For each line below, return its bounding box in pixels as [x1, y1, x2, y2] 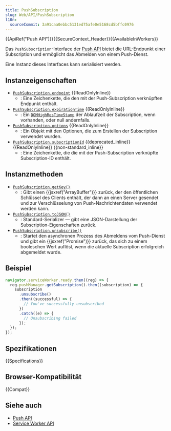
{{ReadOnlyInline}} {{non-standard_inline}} [12, 144, 103, 150]
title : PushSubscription [5, 7, 58, 13]
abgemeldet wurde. [20, 249, 62, 255]
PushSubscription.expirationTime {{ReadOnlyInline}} [12, 106, 125, 112]
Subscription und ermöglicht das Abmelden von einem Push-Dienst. [5, 51, 149, 57]
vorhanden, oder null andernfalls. [20, 117, 91, 123]
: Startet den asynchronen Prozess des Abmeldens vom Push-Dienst [20, 232, 165, 239]
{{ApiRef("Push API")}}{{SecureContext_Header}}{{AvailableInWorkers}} [5, 36, 159, 42]
